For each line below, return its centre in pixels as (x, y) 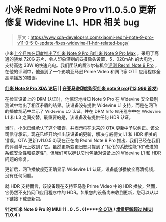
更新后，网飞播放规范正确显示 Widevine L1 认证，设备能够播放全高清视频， (81, 169)
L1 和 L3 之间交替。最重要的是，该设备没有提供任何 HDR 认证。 (69, 117)
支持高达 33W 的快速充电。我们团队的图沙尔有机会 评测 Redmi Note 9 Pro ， (82, 65)
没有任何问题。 (20, 175)
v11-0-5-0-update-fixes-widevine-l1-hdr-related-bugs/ (73, 43)
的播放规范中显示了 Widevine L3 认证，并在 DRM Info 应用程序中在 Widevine (83, 111)
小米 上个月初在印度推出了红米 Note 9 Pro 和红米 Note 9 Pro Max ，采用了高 (82, 53)
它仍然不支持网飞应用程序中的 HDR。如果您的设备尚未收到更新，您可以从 (80, 192)
